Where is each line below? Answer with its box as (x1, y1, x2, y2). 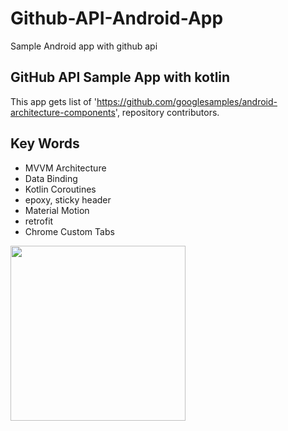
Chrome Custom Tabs (24, 225, 115, 237)
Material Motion (24, 204, 90, 216)
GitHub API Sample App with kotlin (10, 69, 231, 86)
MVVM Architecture (24, 162, 107, 174)
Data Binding (24, 172, 78, 184)
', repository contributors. (114, 106, 220, 118)
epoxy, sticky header (24, 193, 112, 206)
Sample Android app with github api (10, 40, 158, 52)
